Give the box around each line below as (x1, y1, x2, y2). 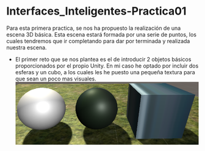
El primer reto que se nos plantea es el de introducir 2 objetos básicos (15, 55, 192, 63)
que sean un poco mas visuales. (15, 75, 96, 82)
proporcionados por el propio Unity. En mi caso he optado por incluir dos (15, 62, 199, 69)
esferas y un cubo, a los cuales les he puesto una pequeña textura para (15, 68, 195, 75)
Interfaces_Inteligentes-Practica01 (6, 4, 187, 18)
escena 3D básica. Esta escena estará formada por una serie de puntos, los (6, 30, 197, 38)
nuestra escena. (6, 44, 47, 51)
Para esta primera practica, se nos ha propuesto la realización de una (6, 24, 181, 32)
